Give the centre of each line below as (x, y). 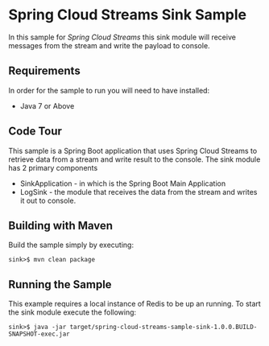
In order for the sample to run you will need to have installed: (109, 90)
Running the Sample (60, 284)
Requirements (44, 71)
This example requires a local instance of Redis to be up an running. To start (135, 304)
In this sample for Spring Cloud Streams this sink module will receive (122, 37)
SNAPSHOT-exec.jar (39, 334)
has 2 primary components (53, 167)
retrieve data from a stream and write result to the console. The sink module (134, 159)
